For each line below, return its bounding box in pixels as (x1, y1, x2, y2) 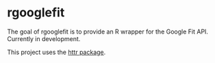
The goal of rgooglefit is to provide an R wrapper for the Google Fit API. (7, 27, 209, 36)
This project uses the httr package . (7, 48, 106, 56)
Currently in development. (7, 34, 81, 42)
